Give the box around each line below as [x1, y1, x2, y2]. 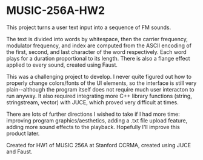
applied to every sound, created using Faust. [6, 61, 118, 68]
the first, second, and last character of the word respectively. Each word [6, 48, 187, 55]
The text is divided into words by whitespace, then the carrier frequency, [6, 35, 188, 42]
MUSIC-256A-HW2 [6, 4, 105, 18]
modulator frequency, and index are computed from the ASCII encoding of [6, 42, 192, 49]
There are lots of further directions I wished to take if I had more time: [6, 110, 180, 118]
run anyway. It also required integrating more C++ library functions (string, [6, 92, 192, 99]
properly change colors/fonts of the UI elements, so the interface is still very [6, 79, 197, 87]
